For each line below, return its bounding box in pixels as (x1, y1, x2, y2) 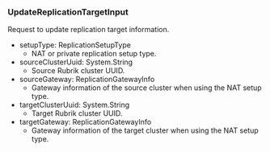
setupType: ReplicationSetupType (19, 40, 131, 50)
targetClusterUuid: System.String (19, 100, 130, 110)
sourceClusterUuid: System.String (19, 57, 133, 67)
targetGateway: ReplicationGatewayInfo (19, 117, 152, 127)
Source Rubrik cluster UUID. (31, 66, 125, 76)
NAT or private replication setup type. (31, 49, 157, 59)
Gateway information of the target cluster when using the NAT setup (31, 125, 259, 135)
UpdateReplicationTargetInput (7, 6, 129, 18)
